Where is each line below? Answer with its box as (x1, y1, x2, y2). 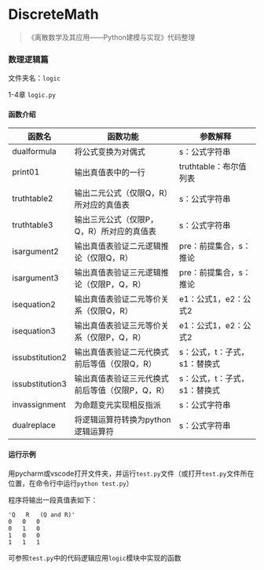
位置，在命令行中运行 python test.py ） (8, 478, 134, 488)
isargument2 (12, 246, 59, 257)
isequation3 (12, 326, 57, 337)
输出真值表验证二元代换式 (74, 347, 169, 358)
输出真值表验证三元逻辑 (74, 267, 161, 278)
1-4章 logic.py (8, 90, 57, 100)
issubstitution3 (12, 378, 67, 389)
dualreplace (12, 420, 57, 431)
